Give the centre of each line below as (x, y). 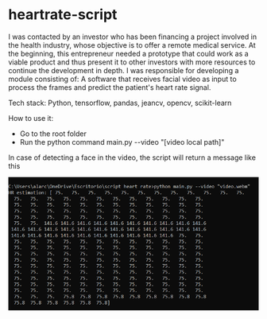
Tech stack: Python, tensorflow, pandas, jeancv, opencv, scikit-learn (120, 103)
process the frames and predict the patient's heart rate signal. (110, 87)
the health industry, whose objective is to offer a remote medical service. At (132, 45)
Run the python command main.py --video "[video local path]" (122, 142)
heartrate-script (63, 15)
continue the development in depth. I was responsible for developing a (124, 70)
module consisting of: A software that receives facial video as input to (122, 79)
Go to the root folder (53, 134)
